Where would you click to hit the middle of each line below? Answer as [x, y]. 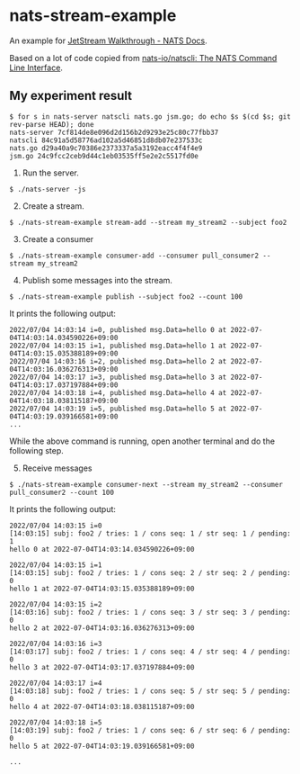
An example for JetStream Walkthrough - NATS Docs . [109, 40]
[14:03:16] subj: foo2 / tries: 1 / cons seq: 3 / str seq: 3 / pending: [150, 612]
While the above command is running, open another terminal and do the [142, 441]
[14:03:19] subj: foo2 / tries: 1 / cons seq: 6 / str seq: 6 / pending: [150, 730]
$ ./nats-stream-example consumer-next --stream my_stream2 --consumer [146, 484]
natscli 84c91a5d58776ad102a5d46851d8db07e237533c [106, 140]
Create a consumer [58, 238]
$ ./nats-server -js [48, 189]
